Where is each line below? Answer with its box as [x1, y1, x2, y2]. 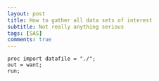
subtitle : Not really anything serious [7, 23, 125, 30]
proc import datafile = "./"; [7, 55, 96, 63]
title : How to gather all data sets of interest [7, 17, 153, 24]
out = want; [7, 61, 42, 68]
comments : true [7, 36, 52, 43]
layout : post [7, 10, 46, 17]
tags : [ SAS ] [7, 29, 42, 37]
